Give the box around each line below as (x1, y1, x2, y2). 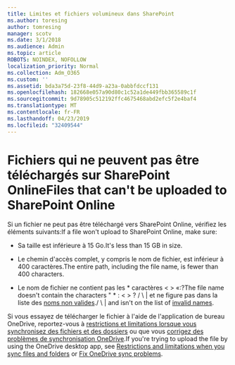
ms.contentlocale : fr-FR (7, 109, 80, 116)
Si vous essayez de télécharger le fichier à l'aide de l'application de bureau (7, 312, 225, 321)
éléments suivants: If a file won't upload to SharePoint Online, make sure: (7, 228, 217, 236)
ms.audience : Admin (7, 43, 65, 50)
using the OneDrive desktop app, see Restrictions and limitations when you (7, 342, 225, 351)
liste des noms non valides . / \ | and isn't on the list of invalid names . (17, 299, 215, 307)
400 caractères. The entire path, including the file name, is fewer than (17, 262, 219, 271)
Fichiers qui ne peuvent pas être (7, 152, 199, 168)
